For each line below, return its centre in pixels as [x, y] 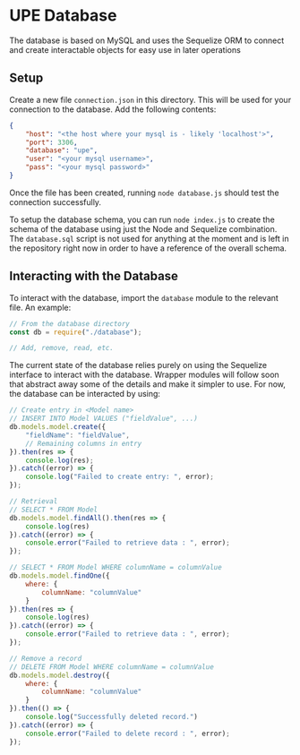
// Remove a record [46, 658]
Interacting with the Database [94, 276]
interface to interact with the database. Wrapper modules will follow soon [144, 375]
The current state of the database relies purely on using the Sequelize [138, 365]
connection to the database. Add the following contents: [113, 109]
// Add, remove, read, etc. [62, 348]
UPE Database [63, 16]
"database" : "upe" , [62, 150]
